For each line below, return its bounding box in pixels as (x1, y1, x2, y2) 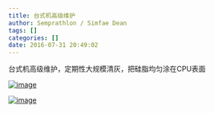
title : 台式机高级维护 (8, 11, 76, 20)
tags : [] (8, 26, 38, 34)
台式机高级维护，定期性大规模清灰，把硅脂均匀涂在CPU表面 (8, 64, 206, 74)
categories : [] (8, 33, 59, 42)
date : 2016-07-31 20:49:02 (8, 41, 99, 49)
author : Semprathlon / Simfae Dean (8, 19, 127, 27)
